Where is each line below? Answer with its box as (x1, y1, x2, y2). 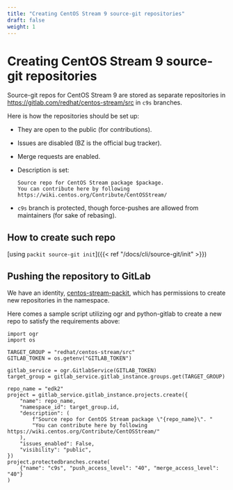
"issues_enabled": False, (19, 440, 95, 447)
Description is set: (17, 166, 70, 174)
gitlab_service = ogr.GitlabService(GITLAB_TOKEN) (7, 367, 157, 374)
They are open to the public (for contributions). (17, 125, 152, 134)
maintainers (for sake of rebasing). (17, 211, 117, 220)
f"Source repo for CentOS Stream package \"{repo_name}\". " (32, 415, 214, 422)
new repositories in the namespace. (7, 296, 110, 304)
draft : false (7, 17, 45, 24)
